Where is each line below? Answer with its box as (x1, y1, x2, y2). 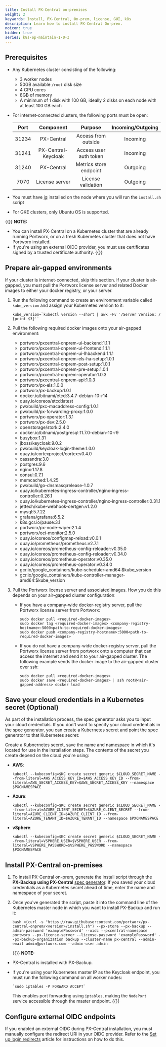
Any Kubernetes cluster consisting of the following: (12, 67, 117, 72)
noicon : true (5, 26, 32, 31)
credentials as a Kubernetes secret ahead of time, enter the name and (12, 885, 155, 891)
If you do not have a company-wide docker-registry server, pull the (19, 642, 157, 648)
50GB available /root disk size (19, 81, 82, 87)
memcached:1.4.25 (19, 477, 59, 483)
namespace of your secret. (12, 890, 68, 896)
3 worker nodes (19, 76, 52, 82)
